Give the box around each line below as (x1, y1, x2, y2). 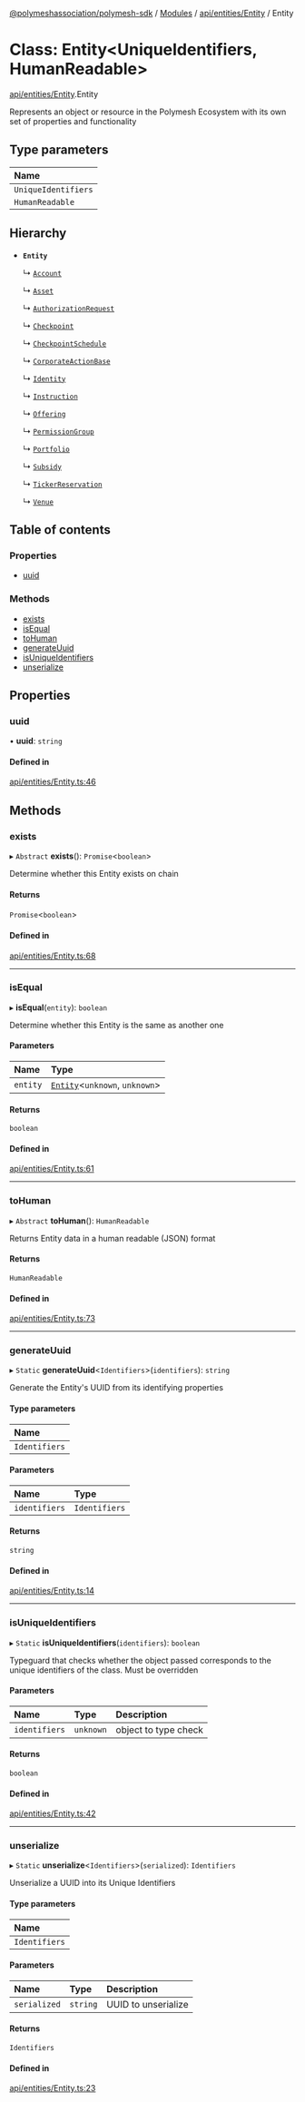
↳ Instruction (22, 390, 79, 401)
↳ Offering (22, 408, 66, 418)
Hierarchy (9, 226, 67, 241)
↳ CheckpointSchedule (22, 338, 107, 349)
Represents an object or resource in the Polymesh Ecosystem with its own (9, 106, 287, 117)
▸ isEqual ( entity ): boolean (9, 1002, 107, 1013)
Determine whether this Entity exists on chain (9, 869, 179, 879)
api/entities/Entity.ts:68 (9, 950, 96, 961)
